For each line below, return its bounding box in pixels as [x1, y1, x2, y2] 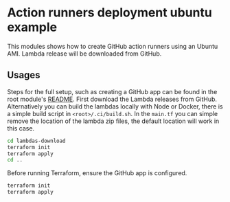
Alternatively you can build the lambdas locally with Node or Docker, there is [7, 102, 223, 111]
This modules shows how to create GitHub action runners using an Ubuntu [7, 42, 218, 50]
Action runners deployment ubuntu [7, 5, 213, 21]
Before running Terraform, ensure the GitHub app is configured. [7, 169, 187, 177]
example [7, 19, 58, 35]
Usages [7, 69, 41, 81]
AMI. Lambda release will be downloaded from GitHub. [7, 49, 162, 58]
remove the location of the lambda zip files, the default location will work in [7, 117, 220, 125]
